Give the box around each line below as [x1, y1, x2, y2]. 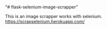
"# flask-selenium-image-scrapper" [5, 4, 78, 10]
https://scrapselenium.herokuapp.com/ [5, 19, 85, 24]
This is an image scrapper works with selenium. [5, 14, 103, 19]
